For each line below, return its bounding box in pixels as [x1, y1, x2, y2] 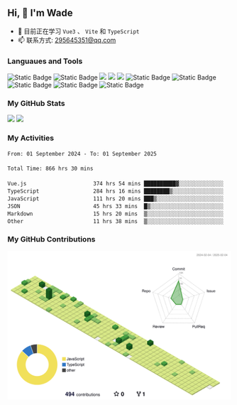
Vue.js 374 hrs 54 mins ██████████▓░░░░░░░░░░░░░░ [7, 180, 224, 188]
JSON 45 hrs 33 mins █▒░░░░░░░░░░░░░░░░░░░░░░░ [7, 202, 224, 210]
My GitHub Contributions [7, 234, 96, 244]
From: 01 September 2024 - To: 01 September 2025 [7, 150, 158, 157]
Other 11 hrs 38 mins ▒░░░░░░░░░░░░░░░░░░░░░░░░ [7, 217, 224, 225]
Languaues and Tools [7, 56, 83, 66]
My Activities [7, 133, 55, 143]
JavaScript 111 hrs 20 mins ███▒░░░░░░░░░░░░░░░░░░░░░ [7, 195, 224, 202]
